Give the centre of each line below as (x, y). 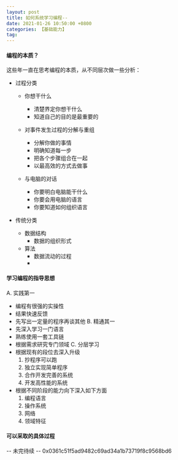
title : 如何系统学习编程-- (37, 18)
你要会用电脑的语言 (58, 199)
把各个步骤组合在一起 (60, 158)
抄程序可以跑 (41, 359)
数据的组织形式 (52, 241)
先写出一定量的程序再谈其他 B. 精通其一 (65, 321)
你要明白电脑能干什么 (60, 192)
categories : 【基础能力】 (37, 29)
